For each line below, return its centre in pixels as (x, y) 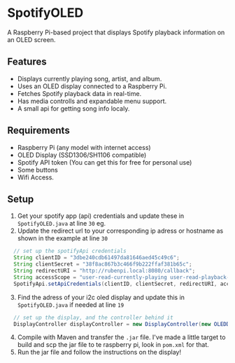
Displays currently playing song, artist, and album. (90, 78)
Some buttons (37, 170)
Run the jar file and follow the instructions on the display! (99, 352)
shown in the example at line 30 (63, 238)
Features (27, 62)
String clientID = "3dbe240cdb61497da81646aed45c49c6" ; (97, 258)
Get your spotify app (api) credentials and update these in (101, 216)
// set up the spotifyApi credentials (70, 251)
